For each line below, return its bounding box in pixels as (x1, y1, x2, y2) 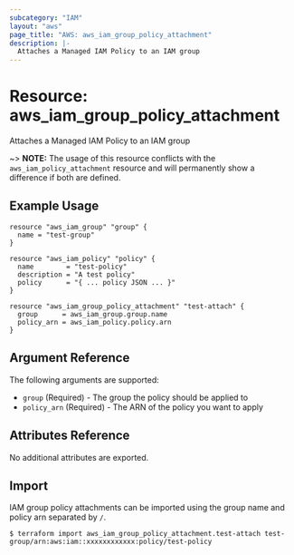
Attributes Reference (9, 428, 130, 443)
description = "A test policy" (17, 269, 136, 279)
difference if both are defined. (9, 172, 121, 183)
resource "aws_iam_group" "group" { (9, 222, 147, 231)
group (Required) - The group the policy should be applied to (22, 392, 249, 403)
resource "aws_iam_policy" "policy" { (9, 254, 156, 263)
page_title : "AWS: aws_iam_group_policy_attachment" (9, 30, 213, 39)
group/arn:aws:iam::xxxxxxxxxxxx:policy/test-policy (9, 537, 213, 547)
